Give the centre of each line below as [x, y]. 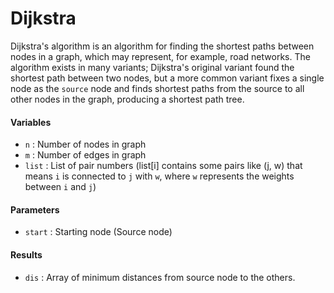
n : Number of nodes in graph [85, 144]
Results [26, 254]
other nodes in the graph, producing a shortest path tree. [127, 99]
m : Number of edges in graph [85, 155]
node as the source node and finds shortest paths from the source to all [157, 88]
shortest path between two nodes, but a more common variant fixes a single [167, 78]
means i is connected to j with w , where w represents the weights [159, 176]
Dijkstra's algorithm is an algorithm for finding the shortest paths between [162, 46]
